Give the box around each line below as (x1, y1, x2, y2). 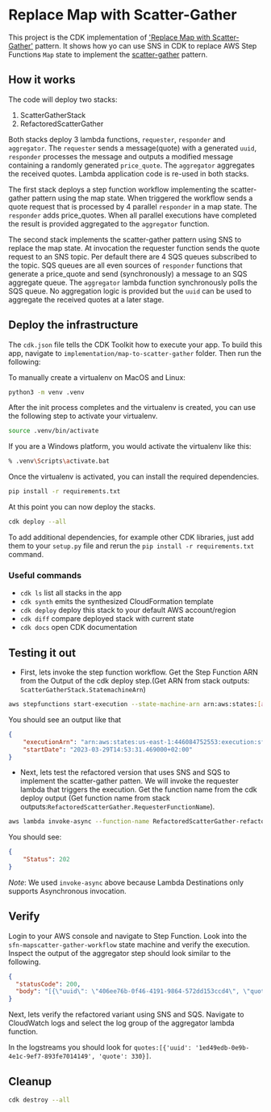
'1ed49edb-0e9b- (194, 1044, 250, 1052)
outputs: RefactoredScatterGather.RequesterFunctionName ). (19, 802, 215, 812)
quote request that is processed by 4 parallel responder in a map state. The (8, 201, 257, 211)
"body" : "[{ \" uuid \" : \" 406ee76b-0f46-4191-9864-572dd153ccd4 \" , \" (15, 987, 251, 996)
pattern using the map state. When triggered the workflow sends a (31, 192, 253, 203)
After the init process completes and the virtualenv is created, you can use (8, 403, 256, 412)
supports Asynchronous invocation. (8, 886, 127, 895)
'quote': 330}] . (98, 1051, 152, 1061)
